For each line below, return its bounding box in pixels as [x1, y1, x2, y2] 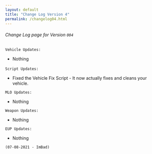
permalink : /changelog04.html [5, 16, 68, 21]
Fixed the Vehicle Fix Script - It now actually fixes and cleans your [12, 75, 147, 81]
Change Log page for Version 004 [5, 32, 74, 38]
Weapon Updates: [5, 108, 39, 113]
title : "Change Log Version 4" [5, 12, 70, 17]
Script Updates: [5, 66, 39, 71]
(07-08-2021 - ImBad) [5, 145, 50, 150]
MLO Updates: [5, 90, 32, 95]
